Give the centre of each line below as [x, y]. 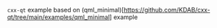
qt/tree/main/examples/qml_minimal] [60, 17]
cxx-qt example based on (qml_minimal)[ [66, 10]
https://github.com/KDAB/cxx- [167, 10]
